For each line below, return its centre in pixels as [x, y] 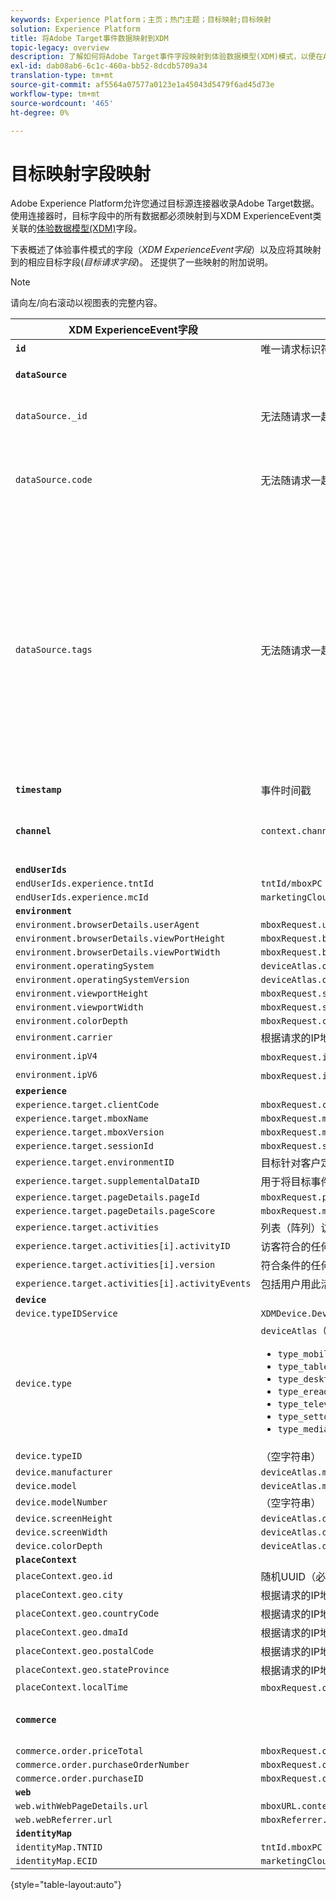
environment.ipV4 [56, 1056]
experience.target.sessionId [84, 1146]
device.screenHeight [64, 1519]
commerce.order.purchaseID [79, 1779]
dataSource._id [51, 416]
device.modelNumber [61, 1502]
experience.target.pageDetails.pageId [107, 1197]
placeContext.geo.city [69, 1595]
